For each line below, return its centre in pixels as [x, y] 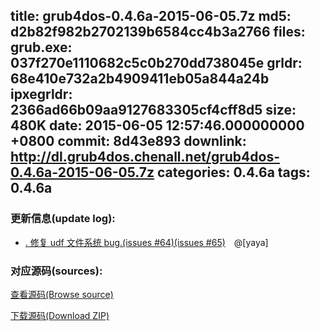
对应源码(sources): [56, 271]
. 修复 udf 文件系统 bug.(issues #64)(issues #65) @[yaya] [146, 242]
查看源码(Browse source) [62, 294]
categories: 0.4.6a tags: [234, 172]
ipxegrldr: [41, 94]
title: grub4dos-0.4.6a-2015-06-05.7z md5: [151, 16]
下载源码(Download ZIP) [60, 315]
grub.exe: [41, 47]
